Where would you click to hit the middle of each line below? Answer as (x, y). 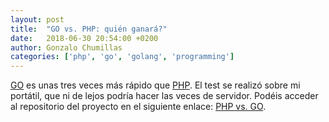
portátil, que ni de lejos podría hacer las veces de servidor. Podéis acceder (164, 96)
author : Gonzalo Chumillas (66, 47)
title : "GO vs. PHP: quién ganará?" (89, 29)
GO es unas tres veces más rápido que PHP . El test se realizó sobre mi (155, 85)
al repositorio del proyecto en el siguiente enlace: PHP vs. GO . (138, 107)
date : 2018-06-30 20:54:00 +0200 (84, 38)
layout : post (37, 19)
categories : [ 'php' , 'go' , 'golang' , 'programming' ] (122, 57)
